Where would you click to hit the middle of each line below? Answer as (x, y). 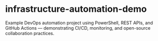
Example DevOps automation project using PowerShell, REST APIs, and (79, 23)
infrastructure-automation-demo (76, 9)
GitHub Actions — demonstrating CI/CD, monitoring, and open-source (78, 28)
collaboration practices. (30, 33)
